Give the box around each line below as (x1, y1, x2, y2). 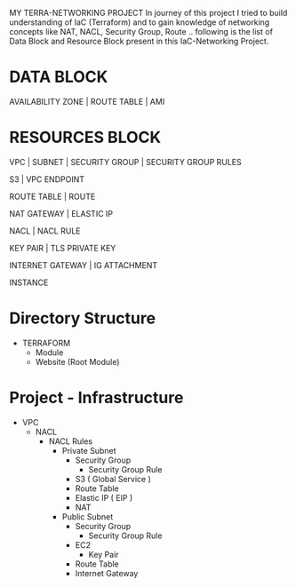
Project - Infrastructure (9, 388, 184, 408)
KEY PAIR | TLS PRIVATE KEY (9, 242, 116, 253)
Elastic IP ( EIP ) (75, 492, 133, 503)
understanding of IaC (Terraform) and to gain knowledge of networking (9, 17, 270, 28)
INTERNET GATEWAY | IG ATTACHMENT (9, 259, 158, 270)
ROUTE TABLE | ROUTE (9, 191, 96, 202)
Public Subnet (61, 511, 114, 522)
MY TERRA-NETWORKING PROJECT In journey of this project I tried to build (9, 8, 288, 18)
